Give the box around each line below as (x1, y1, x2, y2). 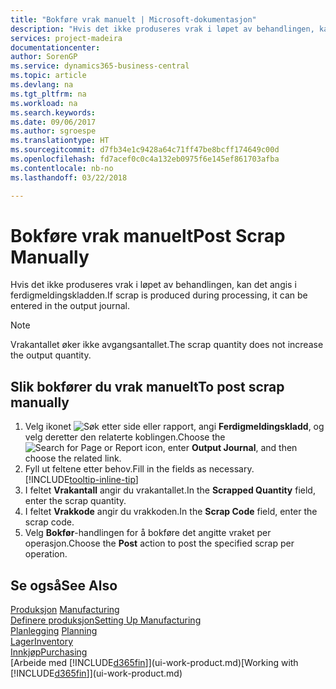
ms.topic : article (10, 71, 87, 81)
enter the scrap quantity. (24, 495, 127, 507)
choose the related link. (24, 452, 122, 465)
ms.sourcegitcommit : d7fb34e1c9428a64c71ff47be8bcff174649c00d (10, 145, 280, 155)
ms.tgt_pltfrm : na (10, 89, 87, 99)
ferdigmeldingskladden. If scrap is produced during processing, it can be (10, 289, 308, 301)
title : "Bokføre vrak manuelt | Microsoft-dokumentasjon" (10, 14, 257, 25)
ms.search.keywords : (10, 107, 97, 118)
